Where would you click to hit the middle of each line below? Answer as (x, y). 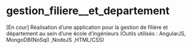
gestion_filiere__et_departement (88, 11)
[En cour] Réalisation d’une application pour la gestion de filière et (87, 27)
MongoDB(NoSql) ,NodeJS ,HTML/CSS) (55, 40)
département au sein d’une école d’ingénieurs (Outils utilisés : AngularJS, (96, 33)
